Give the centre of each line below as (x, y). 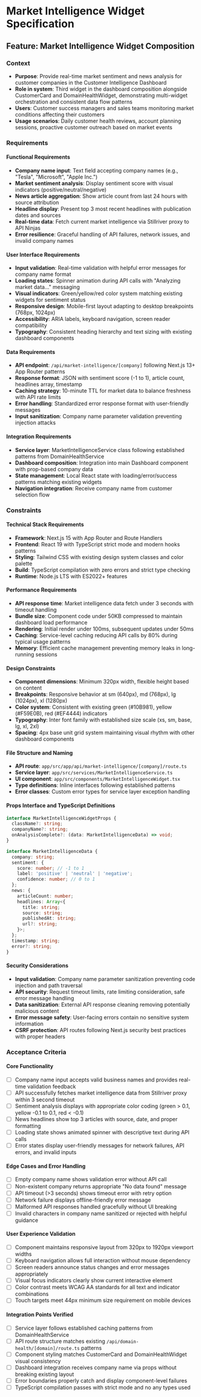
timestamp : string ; (36, 941)
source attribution (37, 202)
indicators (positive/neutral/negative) (61, 190)
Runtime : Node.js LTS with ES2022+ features (71, 576)
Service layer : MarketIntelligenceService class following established (100, 450)
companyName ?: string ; (40, 830)
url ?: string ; (40, 924)
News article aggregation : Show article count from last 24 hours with (101, 196)
